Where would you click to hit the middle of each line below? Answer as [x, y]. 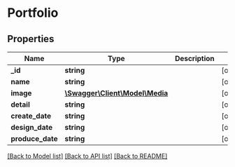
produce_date [34, 139]
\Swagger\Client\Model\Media [116, 93]
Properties [31, 39]
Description [194, 59]
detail [20, 105]
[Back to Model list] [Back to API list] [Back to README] [87, 156]
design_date [32, 127]
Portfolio [33, 13]
